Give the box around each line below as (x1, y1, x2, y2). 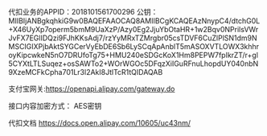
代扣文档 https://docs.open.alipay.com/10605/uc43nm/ (8, 118, 191, 127)
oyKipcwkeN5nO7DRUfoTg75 (8, 51, 106, 60)
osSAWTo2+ (67, 59, 109, 68)
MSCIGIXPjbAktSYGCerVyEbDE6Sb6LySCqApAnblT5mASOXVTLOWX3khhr (8, 42, 260, 51)
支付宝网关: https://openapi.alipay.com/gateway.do (8, 84, 175, 93)
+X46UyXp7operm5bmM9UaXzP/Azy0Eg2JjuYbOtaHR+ (8, 25, 195, 34)
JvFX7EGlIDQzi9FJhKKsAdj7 (8, 33, 103, 43)
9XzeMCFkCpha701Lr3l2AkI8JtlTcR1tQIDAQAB (8, 68, 163, 76)
